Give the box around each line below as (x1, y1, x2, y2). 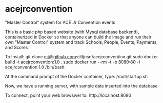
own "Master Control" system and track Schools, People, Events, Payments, (5, 39, 158, 45)
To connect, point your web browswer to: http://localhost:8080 (5, 92, 132, 98)
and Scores (5, 44, 28, 50)
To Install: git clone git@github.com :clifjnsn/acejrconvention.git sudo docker (5, 53, 158, 59)
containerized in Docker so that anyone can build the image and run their (5, 34, 152, 40)
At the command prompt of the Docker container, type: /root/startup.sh (5, 73, 148, 79)
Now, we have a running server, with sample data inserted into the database (5, 83, 158, 88)
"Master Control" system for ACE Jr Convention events (5, 19, 116, 25)
